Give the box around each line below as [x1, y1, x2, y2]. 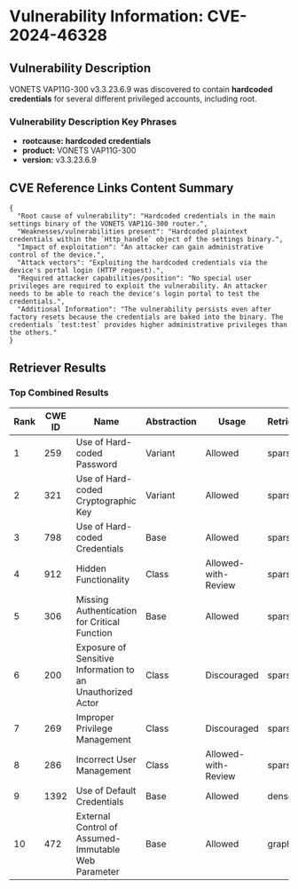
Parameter [75, 865, 120, 877]
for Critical [75, 615, 120, 628]
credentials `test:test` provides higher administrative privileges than [9, 321, 288, 329]
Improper [75, 710, 115, 723]
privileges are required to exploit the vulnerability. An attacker [9, 282, 268, 290]
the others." [9, 329, 58, 337]
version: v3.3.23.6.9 [21, 155, 98, 165]
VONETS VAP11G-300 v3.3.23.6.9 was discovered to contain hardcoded [9, 84, 273, 94]
